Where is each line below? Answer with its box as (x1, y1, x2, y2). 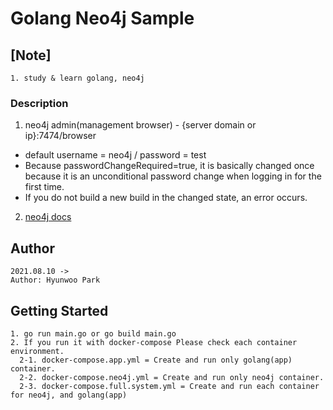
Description (10, 96, 69, 110)
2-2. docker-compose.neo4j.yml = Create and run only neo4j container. (19, 372, 325, 382)
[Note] (10, 47, 52, 64)
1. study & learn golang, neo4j (10, 73, 145, 83)
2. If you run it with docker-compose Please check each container (10, 337, 298, 347)
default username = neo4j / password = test (24, 149, 207, 161)
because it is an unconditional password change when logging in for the (24, 170, 322, 182)
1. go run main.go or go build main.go (10, 328, 177, 339)
